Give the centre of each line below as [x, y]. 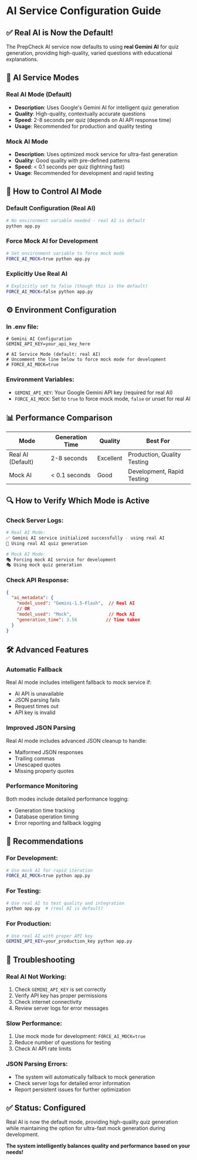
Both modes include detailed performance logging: [67, 799]
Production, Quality [154, 455]
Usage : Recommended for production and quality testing [83, 126]
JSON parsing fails [37, 700]
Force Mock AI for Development [52, 241]
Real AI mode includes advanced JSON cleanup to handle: [77, 741]
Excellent [110, 458]
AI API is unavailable [39, 694]
